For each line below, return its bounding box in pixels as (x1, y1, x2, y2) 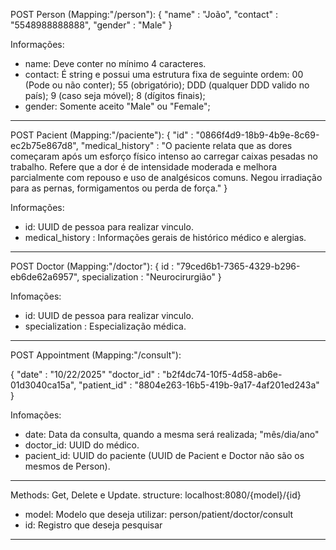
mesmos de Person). (24, 460, 111, 472)
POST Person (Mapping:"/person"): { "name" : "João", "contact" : (10, 9, 278, 20)
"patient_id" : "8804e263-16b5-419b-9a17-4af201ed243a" (78, 379, 320, 391)
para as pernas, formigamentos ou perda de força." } (10, 182, 228, 194)
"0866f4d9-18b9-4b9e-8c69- (195, 129, 320, 141)
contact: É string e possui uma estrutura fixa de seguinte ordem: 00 (24, 69, 304, 80)
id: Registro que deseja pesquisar (24, 519, 163, 531)
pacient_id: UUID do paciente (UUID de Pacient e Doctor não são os (24, 450, 305, 461)
